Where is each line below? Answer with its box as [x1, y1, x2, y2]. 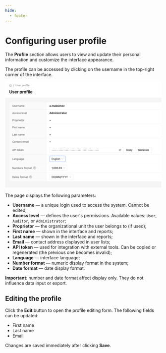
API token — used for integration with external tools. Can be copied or [12, 244, 156, 250]
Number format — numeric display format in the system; [12, 260, 129, 266]
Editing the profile [5, 294, 62, 302]
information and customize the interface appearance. [5, 57, 114, 63]
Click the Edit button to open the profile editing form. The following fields [5, 307, 155, 313]
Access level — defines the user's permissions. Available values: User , [12, 212, 157, 218]
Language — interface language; [12, 254, 80, 260]
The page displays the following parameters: [5, 192, 96, 198]
